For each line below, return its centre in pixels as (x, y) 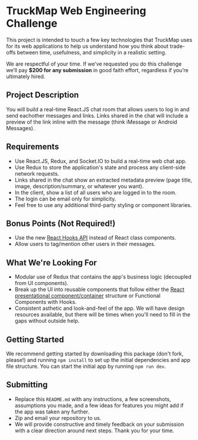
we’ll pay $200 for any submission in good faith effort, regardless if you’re (98, 70)
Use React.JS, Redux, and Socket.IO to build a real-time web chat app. (100, 161)
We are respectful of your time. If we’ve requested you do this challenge (94, 64)
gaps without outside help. (47, 321)
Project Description (43, 95)
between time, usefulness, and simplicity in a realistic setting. (92, 52)
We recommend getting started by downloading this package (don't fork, (95, 354)
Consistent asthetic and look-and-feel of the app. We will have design (100, 308)
